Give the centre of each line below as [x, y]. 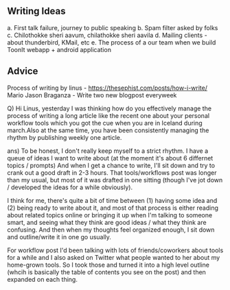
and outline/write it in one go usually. [59, 237]
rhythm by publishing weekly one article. [65, 137]
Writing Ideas [36, 11]
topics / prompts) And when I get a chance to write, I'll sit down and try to [111, 165]
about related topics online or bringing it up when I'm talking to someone [110, 215]
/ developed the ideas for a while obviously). [70, 187]
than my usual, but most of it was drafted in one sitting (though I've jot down [115, 180]
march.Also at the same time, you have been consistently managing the [108, 130]
